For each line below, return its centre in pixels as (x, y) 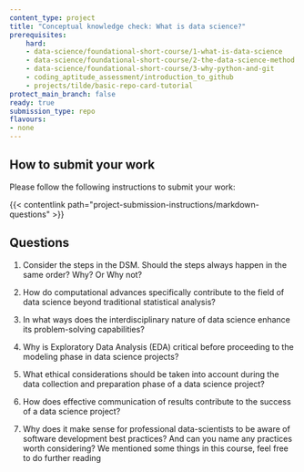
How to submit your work (82, 165)
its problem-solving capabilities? (84, 329)
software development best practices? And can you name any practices (157, 438)
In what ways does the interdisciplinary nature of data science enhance (157, 319)
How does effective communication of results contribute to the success (157, 401)
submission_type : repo (52, 111)
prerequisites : (38, 35)
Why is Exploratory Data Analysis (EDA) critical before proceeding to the (158, 346)
